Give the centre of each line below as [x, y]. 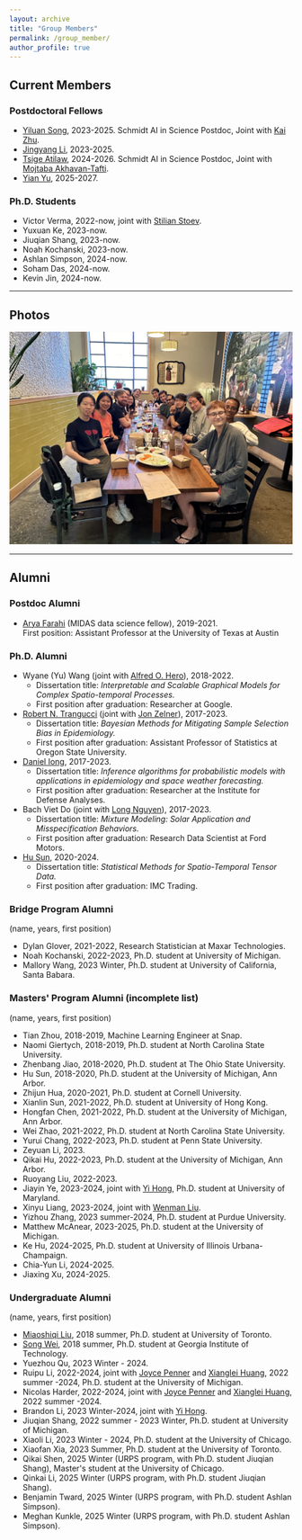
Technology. [45, 1353]
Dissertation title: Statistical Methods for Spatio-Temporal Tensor [156, 867]
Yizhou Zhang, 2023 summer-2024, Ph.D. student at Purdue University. [154, 1217]
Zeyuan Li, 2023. [53, 1150]
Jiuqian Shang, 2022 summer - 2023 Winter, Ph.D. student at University [155, 1420]
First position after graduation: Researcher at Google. [134, 704]
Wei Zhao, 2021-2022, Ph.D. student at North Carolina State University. [154, 1131]
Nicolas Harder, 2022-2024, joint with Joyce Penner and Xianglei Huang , [157, 1392]
